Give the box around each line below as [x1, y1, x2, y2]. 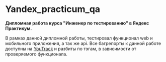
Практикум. [5, 25, 32, 31]
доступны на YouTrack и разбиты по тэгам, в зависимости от [5, 45, 137, 51]
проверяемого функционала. [5, 51, 68, 57]
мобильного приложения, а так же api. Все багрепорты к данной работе [5, 40, 161, 46]
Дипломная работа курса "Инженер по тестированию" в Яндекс [5, 20, 149, 26]
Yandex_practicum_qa [5, 3, 101, 15]
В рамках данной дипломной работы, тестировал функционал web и [5, 35, 153, 41]
